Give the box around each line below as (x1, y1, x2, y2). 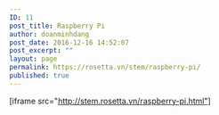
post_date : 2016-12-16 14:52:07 (9, 37, 129, 47)
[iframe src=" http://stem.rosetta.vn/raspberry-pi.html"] (9, 95, 211, 106)
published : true (9, 71, 69, 80)
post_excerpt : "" (9, 46, 74, 55)
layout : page (9, 54, 58, 63)
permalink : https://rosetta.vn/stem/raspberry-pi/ (9, 63, 201, 72)
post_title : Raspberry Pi (9, 21, 105, 30)
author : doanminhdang (9, 29, 90, 38)
